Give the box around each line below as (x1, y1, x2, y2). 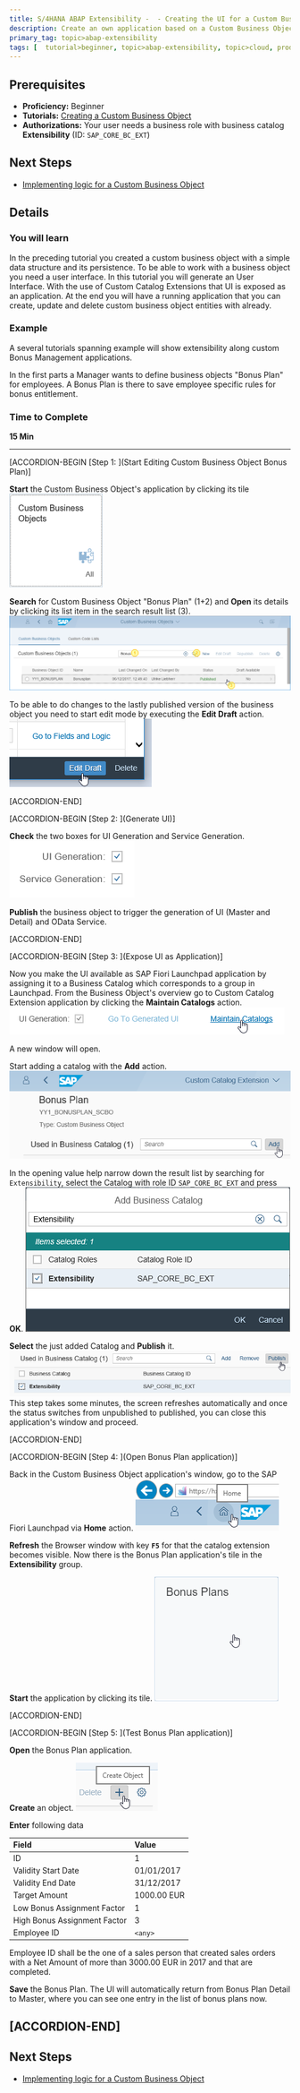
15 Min (9, 431, 34, 442)
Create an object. (9, 1802, 74, 1813)
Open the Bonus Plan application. (9, 1745, 132, 1755)
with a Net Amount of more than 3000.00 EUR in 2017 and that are (9, 1957, 253, 1968)
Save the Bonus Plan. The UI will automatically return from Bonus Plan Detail (9, 1984, 291, 1994)
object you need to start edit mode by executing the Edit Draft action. (9, 708, 265, 719)
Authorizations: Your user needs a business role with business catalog (21, 120, 285, 131)
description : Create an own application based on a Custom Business (9, 23, 270, 33)
